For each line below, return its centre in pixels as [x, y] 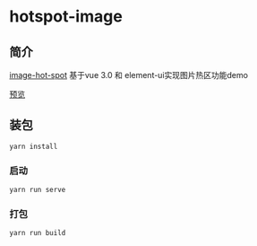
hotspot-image [66, 17]
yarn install [34, 146]
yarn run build [38, 233]
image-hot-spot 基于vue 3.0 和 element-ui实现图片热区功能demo [129, 75]
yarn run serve [38, 190]
